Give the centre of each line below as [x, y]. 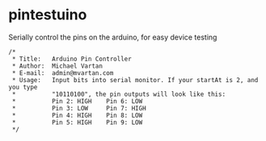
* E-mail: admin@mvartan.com [63, 73]
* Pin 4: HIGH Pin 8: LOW [77, 115]
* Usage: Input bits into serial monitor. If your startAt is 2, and [135, 80]
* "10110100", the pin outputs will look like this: [119, 94]
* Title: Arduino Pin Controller [72, 59]
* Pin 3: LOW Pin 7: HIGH [79, 108]
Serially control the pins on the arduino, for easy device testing [113, 37]
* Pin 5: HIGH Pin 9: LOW [77, 122]
